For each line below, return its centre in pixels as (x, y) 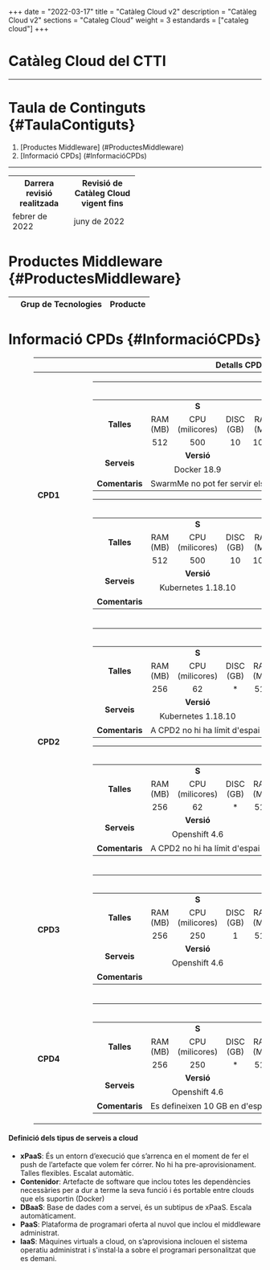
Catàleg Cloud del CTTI (87, 61)
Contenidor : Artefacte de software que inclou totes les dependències (135, 1182)
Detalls (229, 365)
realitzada (39, 203)
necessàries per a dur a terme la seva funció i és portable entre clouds (137, 1190)
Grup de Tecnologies (61, 304)
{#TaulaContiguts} (72, 125)
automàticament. (48, 1215)
